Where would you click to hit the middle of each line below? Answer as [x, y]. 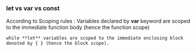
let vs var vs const [33, 8]
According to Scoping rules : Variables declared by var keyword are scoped [98, 21]
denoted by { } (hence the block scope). [58, 43]
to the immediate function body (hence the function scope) [78, 27]
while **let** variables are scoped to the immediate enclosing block [95, 38]
